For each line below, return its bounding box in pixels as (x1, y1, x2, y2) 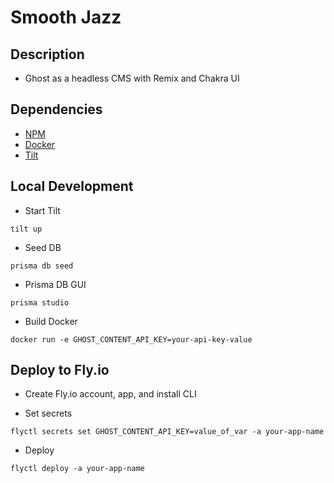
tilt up (10, 224, 43, 234)
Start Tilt (24, 204, 61, 216)
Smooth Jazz (10, 6, 122, 29)
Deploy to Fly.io (10, 362, 110, 379)
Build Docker (24, 315, 78, 327)
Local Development (10, 178, 134, 195)
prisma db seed (10, 261, 74, 271)
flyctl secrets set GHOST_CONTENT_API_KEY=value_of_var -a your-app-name (10, 427, 325, 437)
